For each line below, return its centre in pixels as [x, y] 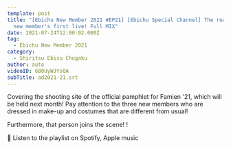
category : [21, 52]
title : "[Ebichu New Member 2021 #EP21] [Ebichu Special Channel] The [110, 20]
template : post [29, 13]
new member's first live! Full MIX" [66, 26]
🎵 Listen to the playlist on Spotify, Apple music [73, 138]
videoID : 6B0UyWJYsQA [38, 71]
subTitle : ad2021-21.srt [43, 77]
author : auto [26, 65]
